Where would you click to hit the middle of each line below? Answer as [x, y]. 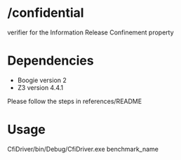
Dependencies [51, 61]
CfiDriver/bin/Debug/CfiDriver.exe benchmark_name [83, 149]
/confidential [46, 13]
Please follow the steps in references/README [75, 101]
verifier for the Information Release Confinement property [90, 32]
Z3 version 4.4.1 [40, 87]
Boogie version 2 [42, 80]
